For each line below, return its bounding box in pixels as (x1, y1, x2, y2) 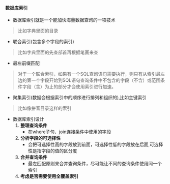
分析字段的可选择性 (20, 135, 61, 141)
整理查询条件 (20, 122, 47, 129)
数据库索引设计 (12, 116, 44, 122)
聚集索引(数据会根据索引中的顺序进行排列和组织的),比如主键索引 (12, 95, 147, 101)
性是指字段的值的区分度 (27, 148, 77, 154)
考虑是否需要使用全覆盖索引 (20, 173, 79, 179)
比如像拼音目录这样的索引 (17, 105, 72, 111)
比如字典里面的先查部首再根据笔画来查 (17, 49, 98, 55)
